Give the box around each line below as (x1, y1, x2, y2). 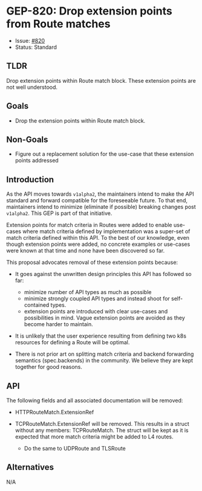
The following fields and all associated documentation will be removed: (6, 397, 183, 404)
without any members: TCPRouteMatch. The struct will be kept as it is (15, 427, 189, 434)
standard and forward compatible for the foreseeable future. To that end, (6, 197, 187, 204)
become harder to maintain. (24, 321, 93, 328)
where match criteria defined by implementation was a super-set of (22, 228, 191, 235)
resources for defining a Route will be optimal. (15, 339, 130, 346)
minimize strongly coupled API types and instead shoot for (24, 295, 171, 303)
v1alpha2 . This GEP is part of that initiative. (6, 210, 112, 217)
